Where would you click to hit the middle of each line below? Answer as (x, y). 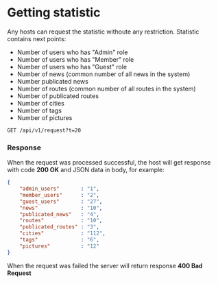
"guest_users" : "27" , (61, 201)
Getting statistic (54, 13)
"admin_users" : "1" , (59, 189)
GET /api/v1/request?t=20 (44, 130)
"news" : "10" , (61, 208)
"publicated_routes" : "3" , (59, 227)
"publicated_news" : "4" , (59, 214)
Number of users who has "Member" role (75, 59)
